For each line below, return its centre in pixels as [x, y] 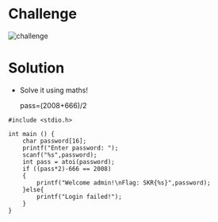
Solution [36, 68]
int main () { [32, 134]
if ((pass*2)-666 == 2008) [67, 169]
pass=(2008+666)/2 [53, 105]
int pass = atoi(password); [69, 162]
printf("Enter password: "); [71, 148]
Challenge [43, 14]
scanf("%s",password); [60, 155]
